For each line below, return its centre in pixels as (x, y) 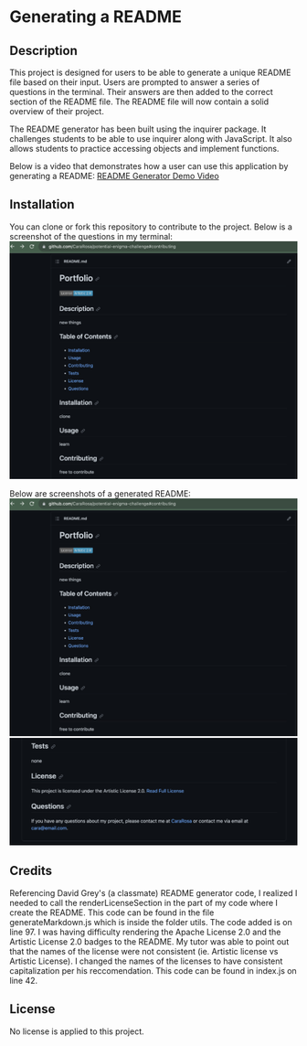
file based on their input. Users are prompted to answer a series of (135, 82)
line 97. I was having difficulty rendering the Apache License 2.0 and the (145, 932)
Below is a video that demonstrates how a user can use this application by (149, 166)
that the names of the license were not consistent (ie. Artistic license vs (144, 951)
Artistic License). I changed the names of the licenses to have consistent (146, 961)
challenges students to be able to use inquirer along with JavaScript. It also (151, 139)
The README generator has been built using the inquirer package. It (138, 129)
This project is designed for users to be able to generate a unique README (150, 72)
